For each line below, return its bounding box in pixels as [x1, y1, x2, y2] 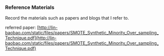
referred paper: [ [5, 25, 39, 30]
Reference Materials [5, 4, 55, 11]
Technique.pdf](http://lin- [5, 35, 57, 41]
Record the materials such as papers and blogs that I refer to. [5, 15, 129, 21]
